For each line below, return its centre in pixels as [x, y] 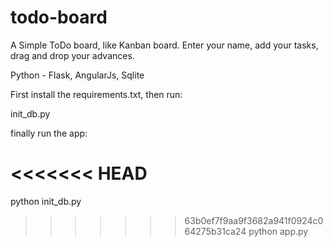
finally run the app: [49, 133]
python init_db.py [46, 201]
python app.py [278, 231]
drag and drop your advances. [72, 55]
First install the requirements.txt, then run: [96, 94]
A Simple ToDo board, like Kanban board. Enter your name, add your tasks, [164, 45]
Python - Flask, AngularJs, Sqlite [77, 75]
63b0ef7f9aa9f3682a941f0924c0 [254, 220]
